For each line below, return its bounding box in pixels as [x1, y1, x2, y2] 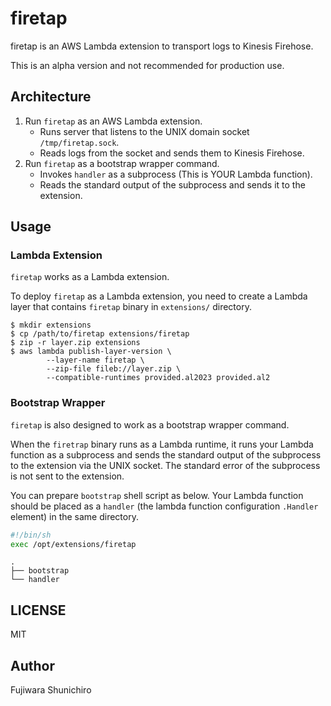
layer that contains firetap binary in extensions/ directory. [10, 301, 252, 313]
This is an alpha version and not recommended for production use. [10, 59, 285, 71]
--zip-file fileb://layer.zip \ [46, 364, 182, 374]
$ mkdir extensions [10, 320, 92, 331]
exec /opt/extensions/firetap [10, 539, 137, 549]
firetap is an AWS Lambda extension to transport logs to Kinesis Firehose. [10, 40, 314, 52]
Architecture [10, 88, 92, 106]
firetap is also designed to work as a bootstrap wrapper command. [10, 418, 290, 431]
